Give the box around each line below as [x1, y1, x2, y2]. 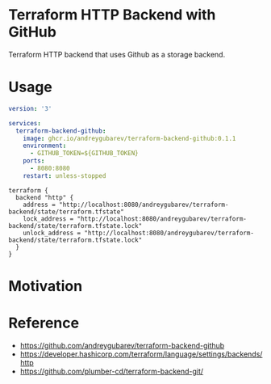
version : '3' [8, 104, 52, 112]
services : [8, 119, 42, 127]
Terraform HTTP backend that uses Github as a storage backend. [8, 49, 226, 59]
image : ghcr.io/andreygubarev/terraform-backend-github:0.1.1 [23, 134, 236, 142]
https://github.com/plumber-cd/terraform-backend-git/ [19, 366, 204, 376]
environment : [23, 141, 67, 150]
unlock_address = [23, 229, 81, 237]
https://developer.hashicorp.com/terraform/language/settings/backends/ [19, 349, 263, 359]
